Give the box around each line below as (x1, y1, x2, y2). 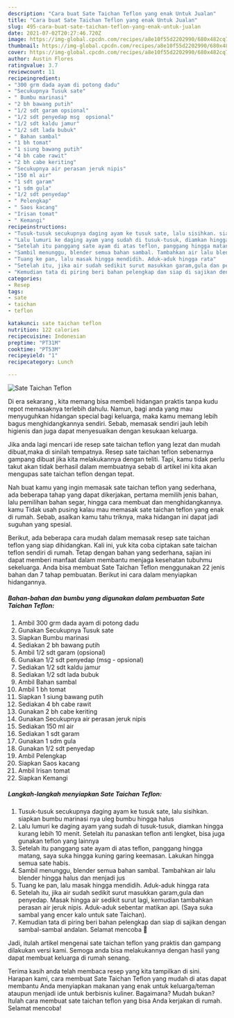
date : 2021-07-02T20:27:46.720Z (8, 29, 101, 37)
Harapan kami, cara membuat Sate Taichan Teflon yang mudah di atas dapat (8, 974, 227, 983)
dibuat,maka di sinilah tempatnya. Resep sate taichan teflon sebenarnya (8, 448, 214, 456)
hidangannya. (8, 578, 47, 586)
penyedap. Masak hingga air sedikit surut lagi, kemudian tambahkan (17, 896, 213, 904)
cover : (8, 49, 27, 56)
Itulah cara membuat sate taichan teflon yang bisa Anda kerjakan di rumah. (8, 996, 222, 1005)
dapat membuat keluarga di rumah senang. (8, 953, 131, 962)
